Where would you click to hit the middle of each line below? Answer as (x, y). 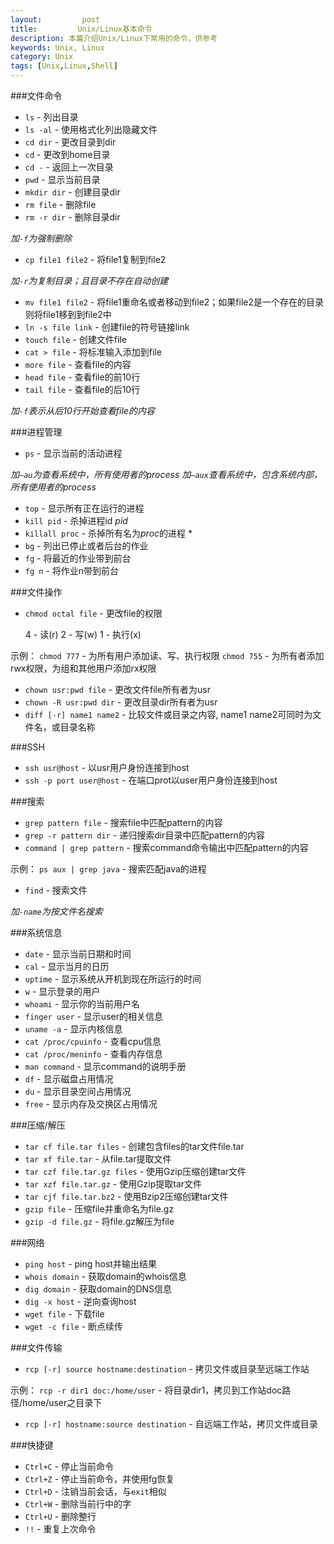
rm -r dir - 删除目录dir (72, 217)
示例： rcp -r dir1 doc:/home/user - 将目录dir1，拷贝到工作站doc (146, 1390)
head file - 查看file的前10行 (82, 377)
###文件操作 (36, 592)
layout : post (55, 19)
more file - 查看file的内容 (78, 364)
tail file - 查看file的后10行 (82, 389)
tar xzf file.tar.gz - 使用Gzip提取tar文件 (113, 1184)
